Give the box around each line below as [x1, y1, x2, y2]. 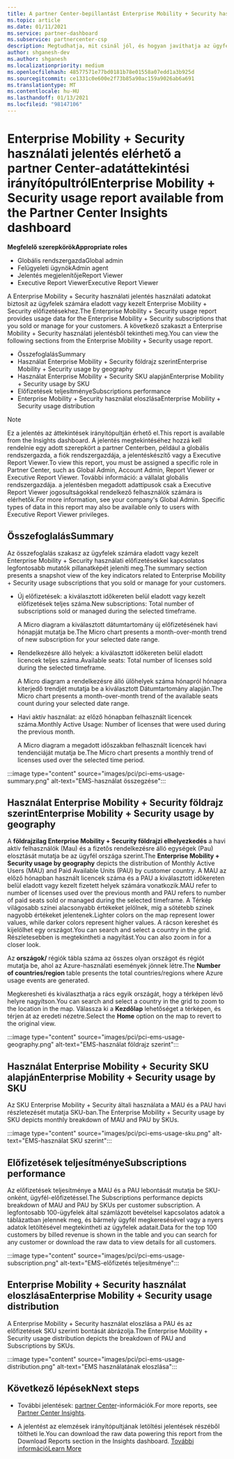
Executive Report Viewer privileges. [7, 510, 109, 518]
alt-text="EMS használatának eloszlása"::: [56, 1362, 178, 1371]
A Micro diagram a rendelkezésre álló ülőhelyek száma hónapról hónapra [17, 677, 227, 685]
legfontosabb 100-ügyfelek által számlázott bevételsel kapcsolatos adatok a [7, 1208, 225, 1217]
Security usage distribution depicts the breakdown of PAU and [7, 1334, 187, 1342]
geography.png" [7, 1040, 54, 1049]
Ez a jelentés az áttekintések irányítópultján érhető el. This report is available [7, 429, 225, 437]
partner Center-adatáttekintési [7, 161, 190, 176]
